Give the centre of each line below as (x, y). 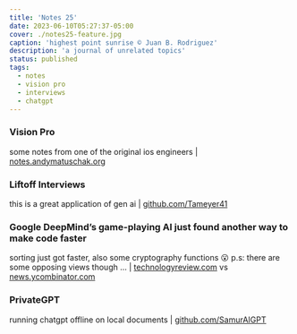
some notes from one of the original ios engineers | (104, 151)
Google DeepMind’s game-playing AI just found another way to (149, 227)
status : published (43, 59)
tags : (19, 68)
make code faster (48, 238)
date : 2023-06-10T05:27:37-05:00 (72, 26)
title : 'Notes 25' (43, 17)
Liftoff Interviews (47, 184)
